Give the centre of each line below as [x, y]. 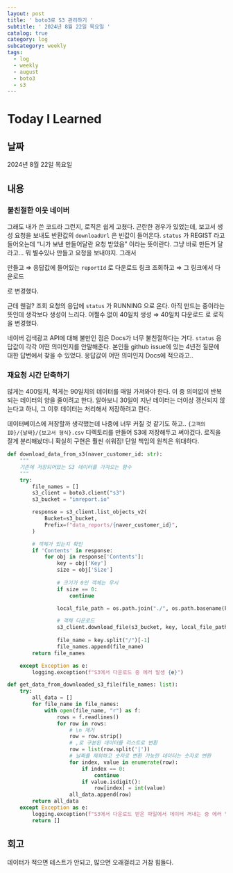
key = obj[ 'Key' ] [82, 563]
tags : [15, 53]
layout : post [26, 14]
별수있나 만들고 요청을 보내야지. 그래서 [84, 253]
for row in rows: [82, 723]
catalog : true [28, 33]
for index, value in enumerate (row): [123, 762]
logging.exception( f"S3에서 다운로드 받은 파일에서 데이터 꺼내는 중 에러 [127, 814]
